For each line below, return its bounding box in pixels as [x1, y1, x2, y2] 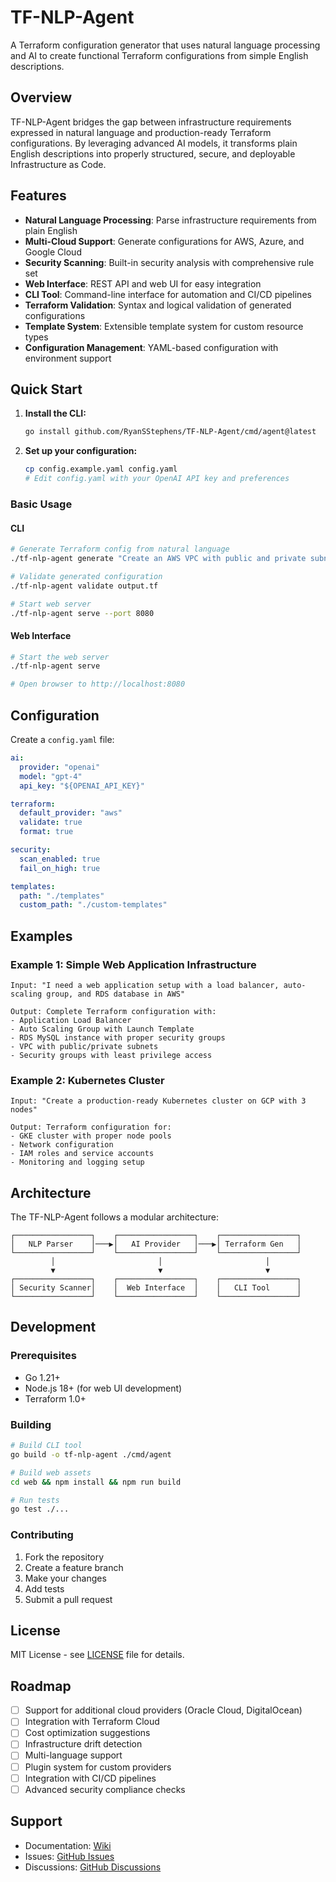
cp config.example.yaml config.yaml [24, 464, 178, 475]
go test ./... [10, 1504, 70, 1515]
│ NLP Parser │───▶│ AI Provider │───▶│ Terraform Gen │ [10, 1239, 302, 1250]
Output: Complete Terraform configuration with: [10, 1006, 217, 1016]
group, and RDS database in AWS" [46, 989, 186, 999]
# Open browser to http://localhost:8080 [10, 679, 186, 690]
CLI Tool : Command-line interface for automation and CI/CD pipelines [24, 288, 312, 300]
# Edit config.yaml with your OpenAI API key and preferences [24, 474, 290, 484]
